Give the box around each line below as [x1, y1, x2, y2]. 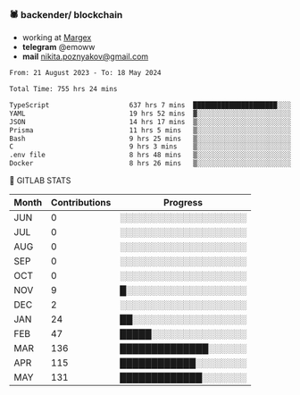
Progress [163, 197, 204, 209]
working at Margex [21, 32, 92, 43]
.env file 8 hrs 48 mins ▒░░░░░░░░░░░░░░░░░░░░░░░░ [9, 151, 294, 160]
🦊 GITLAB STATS [9, 175, 71, 186]
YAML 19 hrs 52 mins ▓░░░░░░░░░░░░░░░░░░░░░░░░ [9, 109, 294, 118]
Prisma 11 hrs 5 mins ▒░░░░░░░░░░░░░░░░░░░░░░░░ [9, 125, 294, 135]
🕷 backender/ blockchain [9, 8, 123, 21]
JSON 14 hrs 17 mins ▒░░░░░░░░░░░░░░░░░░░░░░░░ [9, 117, 294, 126]
